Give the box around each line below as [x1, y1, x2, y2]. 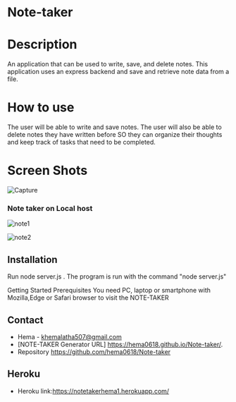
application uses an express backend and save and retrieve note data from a [7, 68, 230, 76]
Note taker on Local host [7, 203, 93, 213]
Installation [7, 253, 58, 265]
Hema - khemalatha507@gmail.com [17, 332, 122, 341]
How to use [7, 99, 75, 116]
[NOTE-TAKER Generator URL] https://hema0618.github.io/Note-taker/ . [17, 340, 223, 348]
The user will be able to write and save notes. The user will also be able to [7, 123, 222, 131]
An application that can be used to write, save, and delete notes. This [7, 60, 209, 68]
